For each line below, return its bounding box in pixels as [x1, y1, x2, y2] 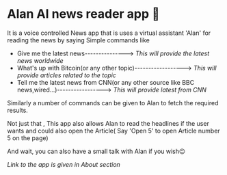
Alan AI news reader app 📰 [7, 6, 160, 22]
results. [7, 106, 29, 114]
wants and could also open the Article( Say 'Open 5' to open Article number [7, 126, 220, 135]
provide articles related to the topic [16, 71, 116, 79]
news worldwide [16, 56, 64, 64]
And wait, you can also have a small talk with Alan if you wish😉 [7, 147, 186, 155]
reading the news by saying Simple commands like [7, 36, 150, 44]
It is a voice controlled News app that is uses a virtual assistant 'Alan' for [7, 29, 211, 37]
